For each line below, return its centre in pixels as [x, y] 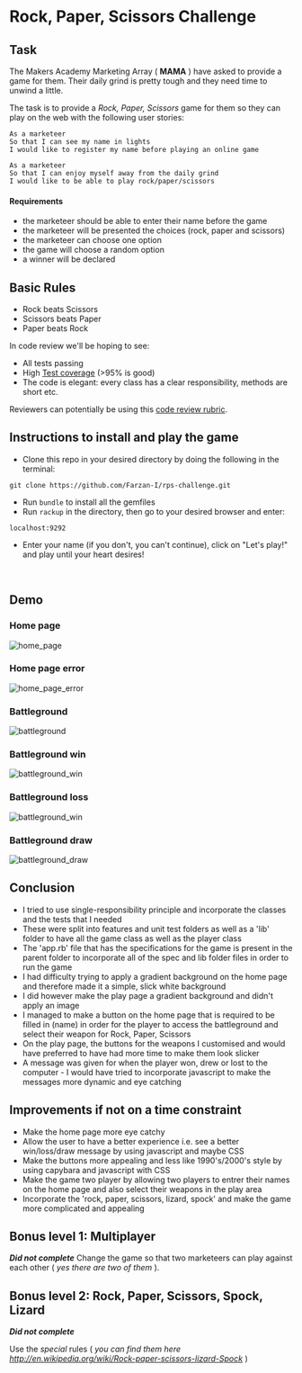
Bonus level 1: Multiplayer [83, 1237]
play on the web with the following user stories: [97, 117]
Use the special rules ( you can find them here [95, 1349]
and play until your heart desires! [83, 554]
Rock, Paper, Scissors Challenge [133, 17]
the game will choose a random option [93, 250]
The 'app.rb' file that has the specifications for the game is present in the [157, 947]
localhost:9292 [38, 528]
